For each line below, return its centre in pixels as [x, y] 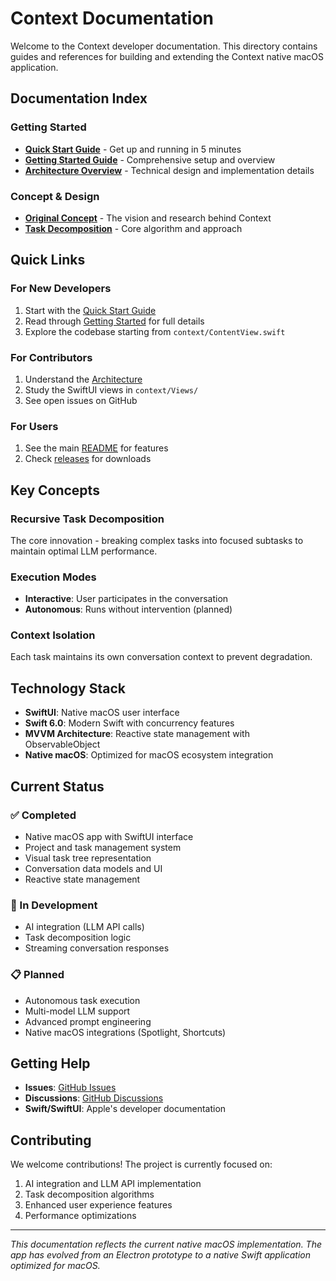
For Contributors [51, 357]
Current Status [57, 786]
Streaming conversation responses [97, 948]
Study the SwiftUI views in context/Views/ [111, 389]
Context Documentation [112, 18]
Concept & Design [55, 196]
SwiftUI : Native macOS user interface [102, 713]
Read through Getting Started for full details [114, 321]
